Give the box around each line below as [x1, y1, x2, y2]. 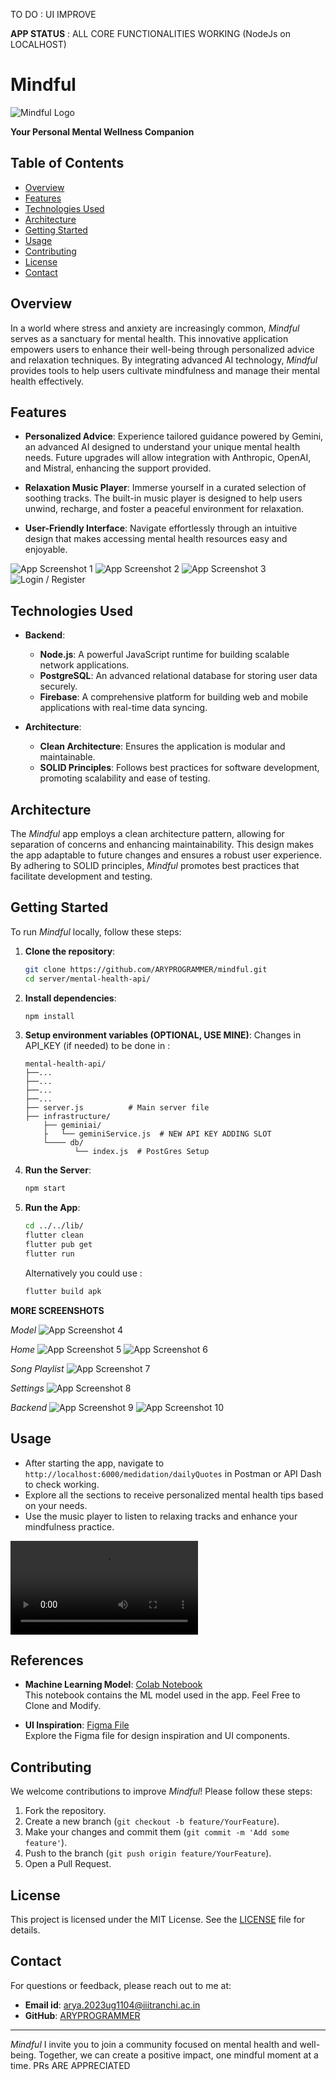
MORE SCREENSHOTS [10, 1304, 105, 1316]
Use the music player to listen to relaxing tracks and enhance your [24, 1510, 298, 1522]
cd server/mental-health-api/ [24, 974, 152, 984]
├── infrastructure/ [24, 1112, 111, 1122]
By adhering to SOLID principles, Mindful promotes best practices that [10, 860, 300, 871]
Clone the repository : [24, 945, 116, 957]
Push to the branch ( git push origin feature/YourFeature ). [24, 1847, 272, 1859]
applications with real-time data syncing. [39, 702, 208, 714]
